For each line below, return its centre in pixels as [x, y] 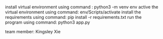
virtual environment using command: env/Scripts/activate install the [73, 12]
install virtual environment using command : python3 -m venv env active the [82, 7]
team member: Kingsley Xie [33, 32]
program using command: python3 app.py [48, 22]
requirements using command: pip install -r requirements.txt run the [73, 17]
